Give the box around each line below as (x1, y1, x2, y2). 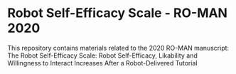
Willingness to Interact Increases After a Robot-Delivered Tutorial (7, 58, 198, 67)
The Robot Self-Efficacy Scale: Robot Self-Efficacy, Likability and (7, 51, 198, 60)
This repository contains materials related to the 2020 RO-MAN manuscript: (7, 43, 230, 52)
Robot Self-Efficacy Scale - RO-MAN (7, 5, 227, 21)
